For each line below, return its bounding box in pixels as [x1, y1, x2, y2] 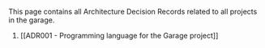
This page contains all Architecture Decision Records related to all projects [8, 7, 258, 16]
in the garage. [8, 15, 55, 25]
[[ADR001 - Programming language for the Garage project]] [19, 31, 219, 40]
